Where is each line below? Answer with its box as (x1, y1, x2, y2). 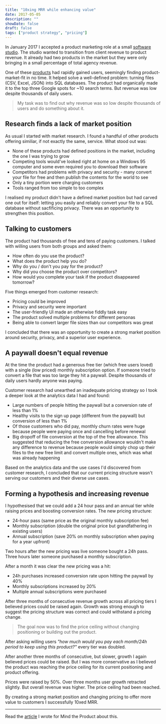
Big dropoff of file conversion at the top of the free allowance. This (12, 434, 148, 440)
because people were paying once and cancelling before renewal (12, 429, 146, 434)
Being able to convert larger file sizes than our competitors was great (12, 319, 153, 325)
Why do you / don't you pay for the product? (12, 263, 103, 269)
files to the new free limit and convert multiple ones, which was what (12, 450, 152, 456)
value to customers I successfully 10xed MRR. (5, 699, 99, 705)
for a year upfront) (12, 539, 50, 545)
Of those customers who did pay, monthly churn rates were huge (12, 423, 145, 430)
